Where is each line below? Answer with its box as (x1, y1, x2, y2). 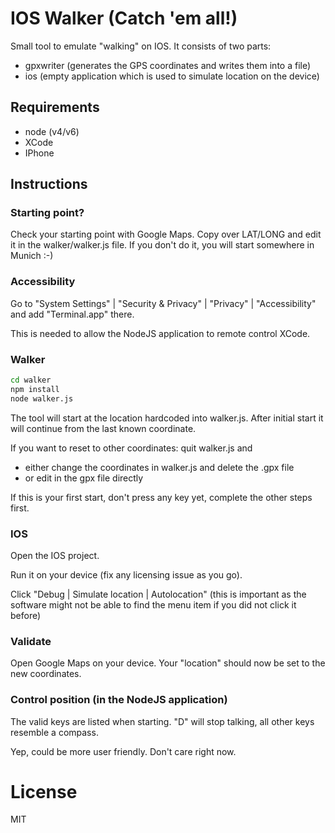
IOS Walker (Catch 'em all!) (10, 7, 238, 30)
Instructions (10, 176, 88, 193)
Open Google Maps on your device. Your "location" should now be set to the (10, 657, 326, 669)
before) (10, 609, 42, 621)
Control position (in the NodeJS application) (10, 693, 228, 707)
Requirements (10, 99, 100, 116)
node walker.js (10, 393, 74, 404)
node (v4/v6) (24, 125, 80, 137)
